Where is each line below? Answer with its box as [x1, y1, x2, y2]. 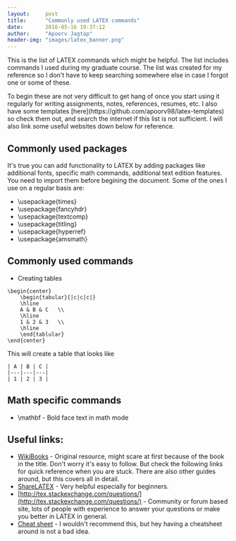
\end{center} [7, 336, 46, 344]
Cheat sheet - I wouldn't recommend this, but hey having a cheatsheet [17, 520, 223, 528]
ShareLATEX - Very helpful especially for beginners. [17, 482, 169, 491]
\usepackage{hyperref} [17, 227, 87, 236]
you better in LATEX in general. [17, 512, 108, 521]
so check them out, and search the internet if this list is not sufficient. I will [7, 114, 223, 123]
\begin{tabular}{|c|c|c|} [20, 293, 97, 300]
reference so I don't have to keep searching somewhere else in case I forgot [7, 71, 229, 80]
